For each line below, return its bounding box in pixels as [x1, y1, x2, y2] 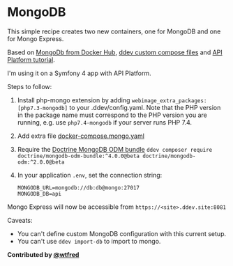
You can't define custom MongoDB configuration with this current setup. [17, 229, 227, 237]
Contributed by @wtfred [7, 250, 80, 258]
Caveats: [7, 216, 33, 224]
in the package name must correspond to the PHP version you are [17, 111, 207, 119]
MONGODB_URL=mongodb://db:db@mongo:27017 [17, 184, 140, 191]
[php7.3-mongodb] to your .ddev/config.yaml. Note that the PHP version [17, 103, 221, 111]
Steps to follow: [7, 82, 52, 91]
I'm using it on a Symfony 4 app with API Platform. [7, 69, 151, 77]
